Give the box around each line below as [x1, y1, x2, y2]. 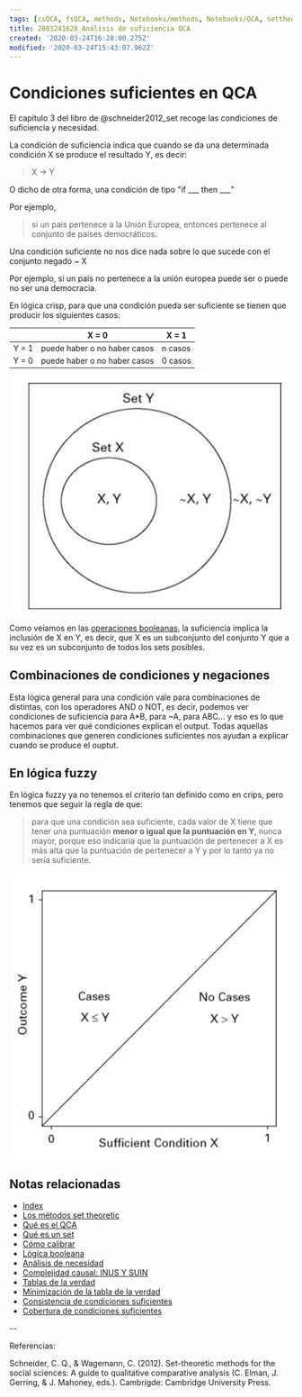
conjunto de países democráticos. [31, 229, 157, 240]
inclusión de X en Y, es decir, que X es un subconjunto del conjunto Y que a [9, 631, 289, 643]
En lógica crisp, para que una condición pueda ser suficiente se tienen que [9, 300, 287, 311]
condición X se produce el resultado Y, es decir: [9, 150, 187, 160]
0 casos [161, 356, 191, 367]
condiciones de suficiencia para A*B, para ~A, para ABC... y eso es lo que [9, 711, 284, 721]
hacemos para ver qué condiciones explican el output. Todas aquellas [9, 721, 269, 731]
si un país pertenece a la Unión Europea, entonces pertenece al [31, 219, 267, 230]
